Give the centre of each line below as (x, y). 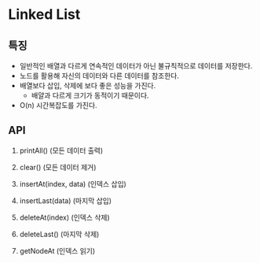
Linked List (44, 15)
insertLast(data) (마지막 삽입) (66, 200)
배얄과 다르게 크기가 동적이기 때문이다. (90, 95)
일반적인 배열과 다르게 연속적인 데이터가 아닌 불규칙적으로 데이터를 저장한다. (136, 66)
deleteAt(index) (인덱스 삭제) (64, 217)
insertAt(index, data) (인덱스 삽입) (73, 183)
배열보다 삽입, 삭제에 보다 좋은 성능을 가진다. (88, 85)
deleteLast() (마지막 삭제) (59, 234)
